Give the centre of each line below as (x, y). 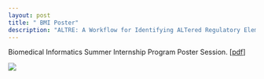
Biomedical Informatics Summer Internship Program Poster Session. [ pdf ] (127, 52)
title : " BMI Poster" (44, 23)
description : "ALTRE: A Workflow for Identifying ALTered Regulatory (125, 30)
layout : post (29, 15)
